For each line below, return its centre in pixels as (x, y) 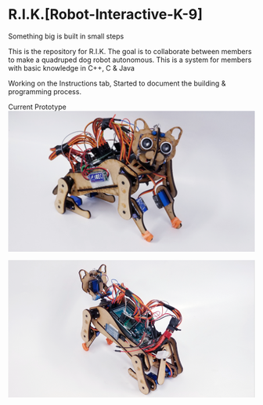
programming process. (45, 91)
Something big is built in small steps (66, 36)
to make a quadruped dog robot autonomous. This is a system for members (130, 60)
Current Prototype (37, 107)
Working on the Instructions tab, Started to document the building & (117, 83)
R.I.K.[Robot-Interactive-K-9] (106, 15)
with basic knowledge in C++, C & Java (72, 67)
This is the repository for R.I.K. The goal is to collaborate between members (130, 51)
